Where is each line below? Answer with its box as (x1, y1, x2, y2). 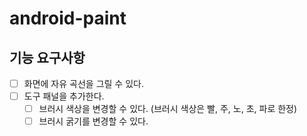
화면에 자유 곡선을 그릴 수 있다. (23, 78, 144, 89)
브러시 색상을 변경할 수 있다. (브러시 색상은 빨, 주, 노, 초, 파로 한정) (38, 103, 298, 115)
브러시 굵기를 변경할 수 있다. (38, 115, 149, 127)
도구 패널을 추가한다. (23, 90, 105, 102)
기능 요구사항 (9, 49, 86, 66)
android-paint (9, 7, 127, 30)
